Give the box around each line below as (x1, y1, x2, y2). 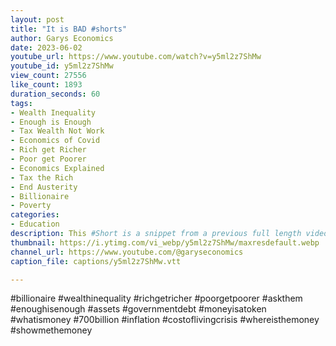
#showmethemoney (10, 324, 93, 336)
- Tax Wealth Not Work (10, 126, 105, 136)
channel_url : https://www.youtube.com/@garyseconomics (10, 247, 244, 257)
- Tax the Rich (10, 172, 74, 183)
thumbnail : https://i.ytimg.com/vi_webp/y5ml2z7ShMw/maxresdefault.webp (10, 237, 320, 248)
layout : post (10, 14, 65, 25)
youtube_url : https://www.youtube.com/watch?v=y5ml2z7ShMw (10, 52, 262, 62)
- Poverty (10, 201, 52, 211)
